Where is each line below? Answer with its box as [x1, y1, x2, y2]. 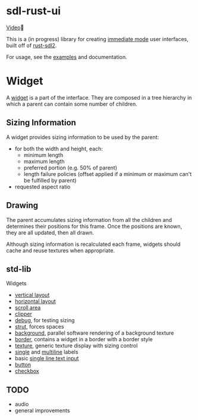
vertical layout [14, 291, 50, 299]
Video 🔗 [6, 24, 24, 31]
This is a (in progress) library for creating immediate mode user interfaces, [6, 35, 188, 42]
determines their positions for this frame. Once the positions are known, [6, 223, 183, 230]
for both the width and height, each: [14, 145, 103, 152]
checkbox [14, 367, 40, 375]
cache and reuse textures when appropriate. [6, 246, 115, 254]
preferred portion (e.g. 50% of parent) [23, 164, 118, 171]
